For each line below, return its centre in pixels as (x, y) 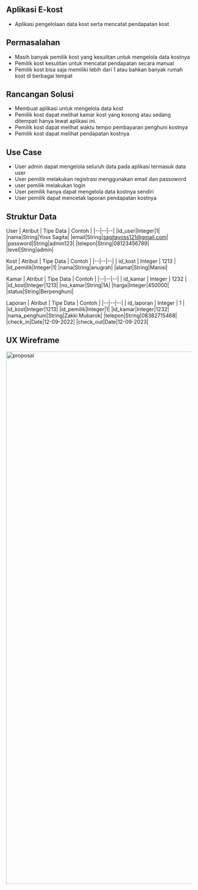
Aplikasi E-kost (34, 10)
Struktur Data (32, 216)
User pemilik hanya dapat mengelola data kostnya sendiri (84, 192)
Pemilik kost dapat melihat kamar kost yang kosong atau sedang (93, 115)
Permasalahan (33, 43)
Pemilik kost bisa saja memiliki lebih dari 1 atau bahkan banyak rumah (99, 69)
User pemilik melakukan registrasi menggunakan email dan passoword (100, 179)
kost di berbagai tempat (43, 76)
